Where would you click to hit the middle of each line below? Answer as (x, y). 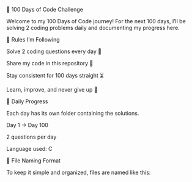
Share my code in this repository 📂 (50, 63)
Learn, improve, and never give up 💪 (52, 89)
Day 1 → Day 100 (28, 125)
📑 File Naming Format (34, 161)
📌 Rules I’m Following (33, 39)
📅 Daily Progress (27, 101)
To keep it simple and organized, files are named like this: (79, 172)
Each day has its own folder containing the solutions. (73, 113)
